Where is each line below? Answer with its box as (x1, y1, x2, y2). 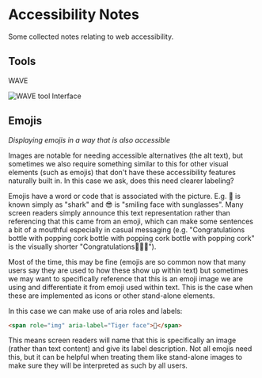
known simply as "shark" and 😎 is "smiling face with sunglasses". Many (8, 200, 244, 209)
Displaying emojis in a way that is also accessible (8, 135, 170, 144)
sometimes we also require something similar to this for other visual (8, 158, 229, 168)
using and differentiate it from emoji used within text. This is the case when (8, 282, 253, 292)
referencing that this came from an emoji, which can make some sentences (8, 216, 253, 226)
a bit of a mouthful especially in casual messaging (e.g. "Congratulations (8, 224, 245, 235)
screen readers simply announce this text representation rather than (8, 208, 231, 217)
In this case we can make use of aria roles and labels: (8, 306, 183, 315)
